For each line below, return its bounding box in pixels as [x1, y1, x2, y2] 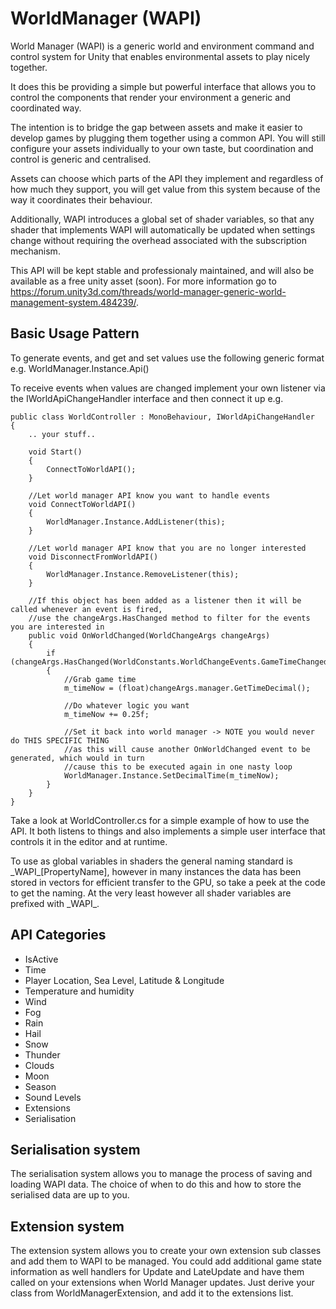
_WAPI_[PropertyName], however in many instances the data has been [10, 865, 302, 877]
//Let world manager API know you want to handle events [28, 490, 271, 501]
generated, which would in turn [10, 753, 145, 763]
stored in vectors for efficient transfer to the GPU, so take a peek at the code [10, 876, 326, 888]
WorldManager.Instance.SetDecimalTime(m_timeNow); [63, 770, 280, 781]
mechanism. [10, 245, 61, 257]
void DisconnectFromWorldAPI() [28, 552, 159, 562]
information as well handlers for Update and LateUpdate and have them [10, 1266, 305, 1278]
